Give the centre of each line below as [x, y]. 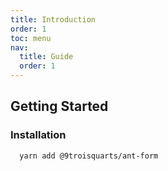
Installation [38, 135]
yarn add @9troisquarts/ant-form [89, 156]
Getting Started [59, 106]
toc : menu [31, 38]
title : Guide [46, 57]
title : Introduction [53, 19]
